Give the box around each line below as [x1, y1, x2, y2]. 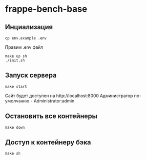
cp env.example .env [5, 36, 47, 40]
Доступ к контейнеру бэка [5, 138, 91, 147]
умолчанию [5, 98, 30, 103]
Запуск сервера [5, 71, 57, 80]
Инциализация [5, 23, 53, 31]
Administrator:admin [33, 98, 75, 103]
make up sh [5, 54, 27, 59]
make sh [5, 151, 21, 156]
